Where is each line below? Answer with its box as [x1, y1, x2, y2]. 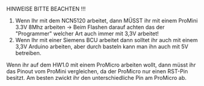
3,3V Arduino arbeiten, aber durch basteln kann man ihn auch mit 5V [15, 43, 189, 50]
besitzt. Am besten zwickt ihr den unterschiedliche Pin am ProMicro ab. [6, 74, 187, 81]
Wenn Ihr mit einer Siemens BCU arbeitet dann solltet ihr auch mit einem [15, 37, 198, 43]
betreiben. [15, 49, 42, 57]
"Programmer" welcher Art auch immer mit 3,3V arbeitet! [15, 30, 159, 37]
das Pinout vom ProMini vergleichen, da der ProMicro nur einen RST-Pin [6, 68, 188, 75]
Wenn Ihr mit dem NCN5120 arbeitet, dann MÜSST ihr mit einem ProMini [15, 17, 198, 24]
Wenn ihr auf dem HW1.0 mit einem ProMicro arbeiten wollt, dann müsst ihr [6, 61, 196, 68]
